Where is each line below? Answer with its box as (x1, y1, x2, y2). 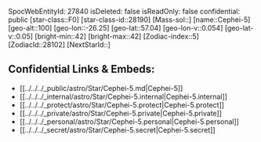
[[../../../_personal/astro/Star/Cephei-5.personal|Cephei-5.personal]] (19, 117, 239, 126)
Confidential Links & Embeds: (8, 63, 155, 76)
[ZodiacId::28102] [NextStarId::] (8, 40, 111, 49)
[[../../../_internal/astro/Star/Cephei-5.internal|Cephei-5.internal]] (19, 92, 227, 101)
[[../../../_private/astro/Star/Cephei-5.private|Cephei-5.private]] (19, 108, 222, 118)
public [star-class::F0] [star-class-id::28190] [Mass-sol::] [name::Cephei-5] (8, 15, 251, 24)
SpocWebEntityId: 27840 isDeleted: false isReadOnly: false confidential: (8, 7, 241, 16)
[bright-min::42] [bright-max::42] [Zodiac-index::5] (34, 31, 200, 41)
